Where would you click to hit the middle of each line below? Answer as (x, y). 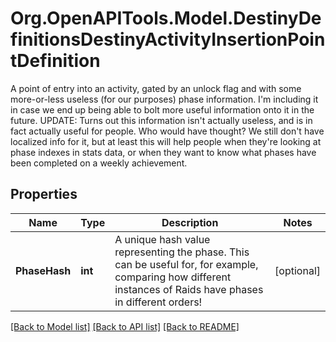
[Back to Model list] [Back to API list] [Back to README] (125, 326)
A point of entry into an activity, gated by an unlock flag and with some (156, 88)
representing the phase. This (182, 252)
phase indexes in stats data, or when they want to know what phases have (163, 152)
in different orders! (158, 302)
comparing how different (173, 277)
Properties (44, 194)
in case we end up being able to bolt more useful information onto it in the (162, 109)
